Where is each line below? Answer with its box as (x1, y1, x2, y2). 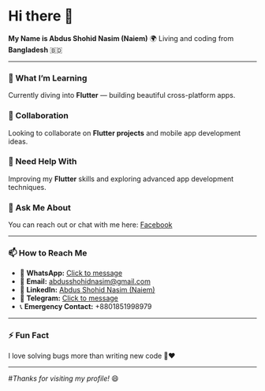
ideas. (8, 136, 28, 146)
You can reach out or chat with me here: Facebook (8, 220, 173, 229)
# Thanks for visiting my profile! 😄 (8, 374, 119, 383)
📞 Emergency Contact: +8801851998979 (19, 302, 152, 311)
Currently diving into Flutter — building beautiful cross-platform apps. (8, 91, 236, 100)
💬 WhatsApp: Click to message (19, 268, 123, 278)
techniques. (8, 182, 47, 192)
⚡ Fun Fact (8, 330, 50, 341)
